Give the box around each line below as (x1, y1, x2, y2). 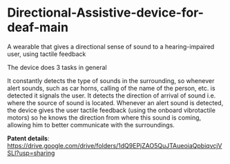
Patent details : (7, 134, 50, 143)
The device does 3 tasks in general (7, 63, 107, 71)
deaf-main (7, 19, 69, 35)
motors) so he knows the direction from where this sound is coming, (7, 113, 202, 122)
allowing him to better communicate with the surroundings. (7, 120, 175, 129)
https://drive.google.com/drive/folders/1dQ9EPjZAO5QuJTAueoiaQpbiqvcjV (7, 141, 222, 149)
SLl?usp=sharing (7, 149, 55, 157)
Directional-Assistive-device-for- (7, 5, 204, 21)
